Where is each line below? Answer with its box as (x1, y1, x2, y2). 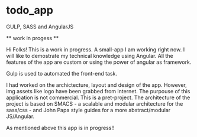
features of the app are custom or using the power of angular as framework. (6, 58, 192, 66)
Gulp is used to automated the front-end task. (6, 70, 117, 77)
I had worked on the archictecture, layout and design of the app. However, (6, 81, 188, 89)
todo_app (6, 4, 53, 17)
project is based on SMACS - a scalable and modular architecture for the (6, 100, 183, 107)
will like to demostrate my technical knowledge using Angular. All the (6, 52, 173, 59)
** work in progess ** (6, 34, 59, 41)
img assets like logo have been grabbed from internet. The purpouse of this (6, 87, 190, 94)
